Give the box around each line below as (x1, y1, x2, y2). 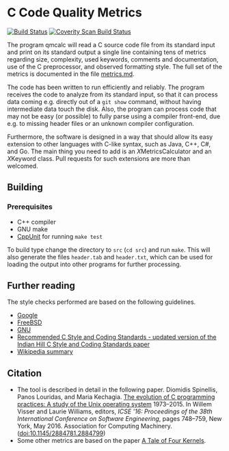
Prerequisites (7, 202, 53, 211)
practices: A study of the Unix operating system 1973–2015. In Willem (16, 400, 212, 409)
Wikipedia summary (16, 348, 73, 356)
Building (7, 181, 43, 193)
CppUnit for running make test (16, 232, 103, 240)
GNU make (16, 224, 48, 233)
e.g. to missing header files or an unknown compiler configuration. (7, 119, 195, 127)
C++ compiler (16, 218, 56, 226)
